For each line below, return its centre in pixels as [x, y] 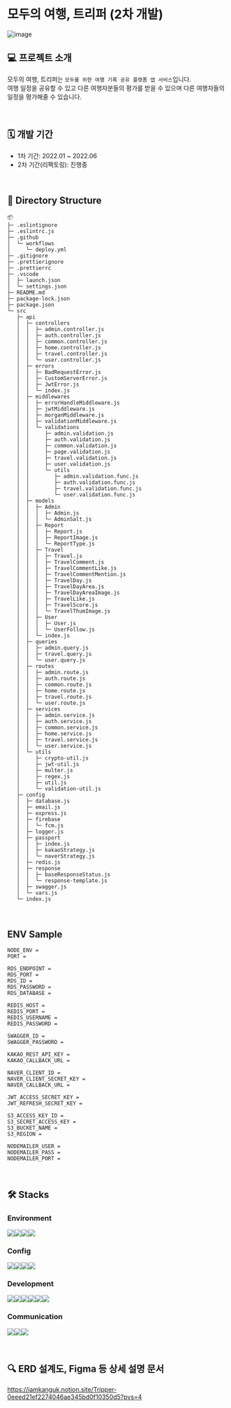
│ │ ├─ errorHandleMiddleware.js [68, 403]
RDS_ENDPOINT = [29, 969]
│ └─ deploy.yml [37, 250]
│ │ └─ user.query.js [51, 660]
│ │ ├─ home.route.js [51, 691]
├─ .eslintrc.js [31, 232]
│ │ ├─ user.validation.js [64, 464]
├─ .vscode [23, 274]
